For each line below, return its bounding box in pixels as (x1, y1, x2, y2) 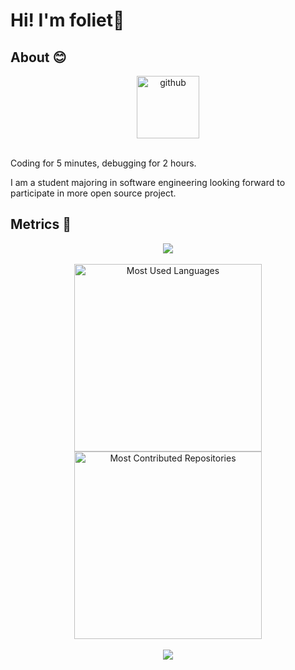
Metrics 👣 (10, 216, 72, 233)
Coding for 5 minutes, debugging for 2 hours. (10, 157, 197, 169)
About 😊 (10, 49, 67, 66)
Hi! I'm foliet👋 (10, 9, 125, 32)
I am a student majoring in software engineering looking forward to (10, 177, 286, 188)
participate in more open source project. (10, 187, 177, 199)
